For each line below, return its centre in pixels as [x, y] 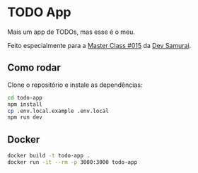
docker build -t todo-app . [49, 156]
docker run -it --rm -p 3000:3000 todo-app [72, 162]
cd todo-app [25, 97]
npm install [25, 104]
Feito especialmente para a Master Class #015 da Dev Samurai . [99, 45]
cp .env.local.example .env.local [58, 111]
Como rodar [34, 68]
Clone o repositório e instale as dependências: [75, 85]
